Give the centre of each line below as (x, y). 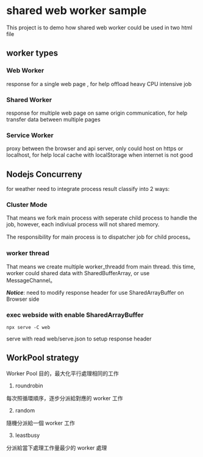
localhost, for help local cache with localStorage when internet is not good (100, 155)
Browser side (23, 299)
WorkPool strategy (43, 358)
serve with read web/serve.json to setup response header (79, 339)
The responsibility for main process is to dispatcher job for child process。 (100, 237)
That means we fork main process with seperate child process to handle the (102, 218)
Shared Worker (29, 99)
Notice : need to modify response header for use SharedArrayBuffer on (95, 292)
